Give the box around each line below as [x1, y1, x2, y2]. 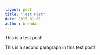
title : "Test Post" [5, 12, 46, 17]
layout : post [5, 7, 32, 12]
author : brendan [5, 21, 39, 26]
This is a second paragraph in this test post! [5, 44, 96, 50]
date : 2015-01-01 [5, 16, 41, 21]
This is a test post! [5, 35, 43, 41]
